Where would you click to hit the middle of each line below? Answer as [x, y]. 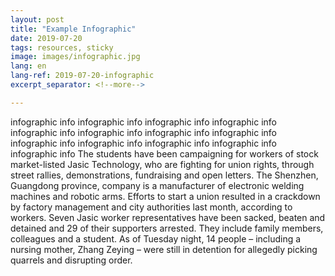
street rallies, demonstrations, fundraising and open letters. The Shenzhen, [164, 175]
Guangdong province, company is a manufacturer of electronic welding [157, 185]
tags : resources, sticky [62, 47]
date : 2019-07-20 [46, 38]
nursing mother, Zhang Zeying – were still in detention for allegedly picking [164, 249]
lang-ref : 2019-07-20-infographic [82, 76]
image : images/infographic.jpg [75, 57]
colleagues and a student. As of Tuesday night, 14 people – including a [156, 238]
